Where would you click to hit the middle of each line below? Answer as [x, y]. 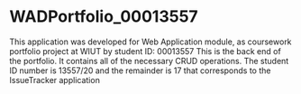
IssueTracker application [55, 80]
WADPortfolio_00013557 [104, 17]
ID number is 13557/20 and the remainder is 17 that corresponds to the [140, 70]
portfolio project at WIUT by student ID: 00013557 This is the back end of [145, 51]
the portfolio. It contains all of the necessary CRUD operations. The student [149, 61]
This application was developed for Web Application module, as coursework [150, 42]
